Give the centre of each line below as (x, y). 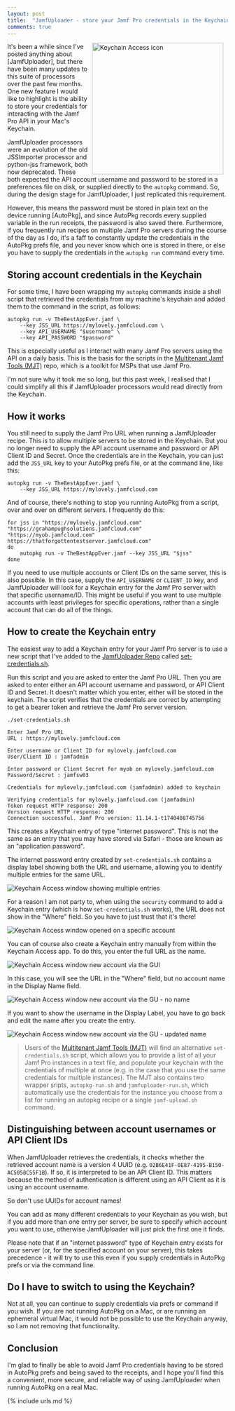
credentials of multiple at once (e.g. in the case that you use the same (125, 1069)
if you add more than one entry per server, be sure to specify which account (117, 1222)
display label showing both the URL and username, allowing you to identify (115, 867)
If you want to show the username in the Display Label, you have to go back (116, 1013)
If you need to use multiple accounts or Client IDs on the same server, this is (117, 573)
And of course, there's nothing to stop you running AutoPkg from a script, (113, 502)
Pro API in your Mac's (38, 121)
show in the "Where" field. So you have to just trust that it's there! (102, 917)
